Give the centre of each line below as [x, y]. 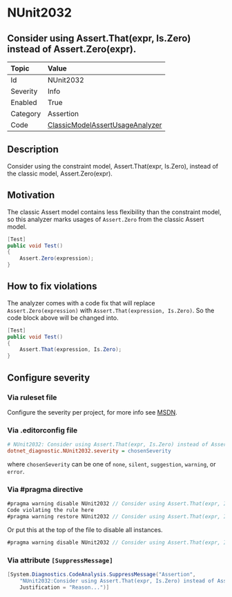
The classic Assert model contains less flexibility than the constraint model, [115, 211]
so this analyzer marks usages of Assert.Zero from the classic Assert [106, 219]
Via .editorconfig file [42, 430]
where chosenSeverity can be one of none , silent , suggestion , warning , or [112, 464]
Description [33, 150]
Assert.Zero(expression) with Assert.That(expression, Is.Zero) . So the [111, 310]
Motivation [31, 195]
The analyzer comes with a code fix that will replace [81, 303]
